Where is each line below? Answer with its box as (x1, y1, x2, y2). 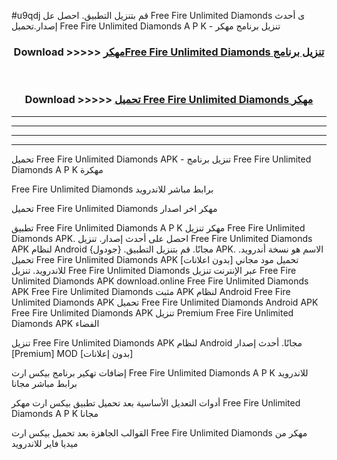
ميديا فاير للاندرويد (11, 437, 79, 449)
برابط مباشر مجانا (11, 377, 78, 389)
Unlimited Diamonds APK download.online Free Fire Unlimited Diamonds (11, 275, 309, 287)
